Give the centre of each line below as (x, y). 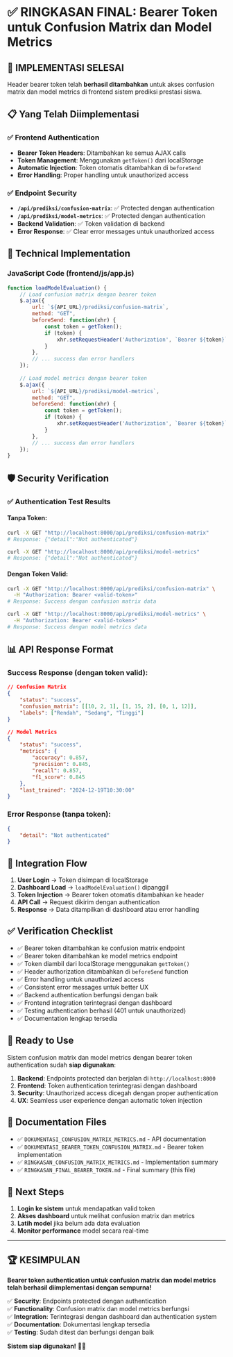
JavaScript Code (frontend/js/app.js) (71, 274)
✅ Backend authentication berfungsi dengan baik (87, 994)
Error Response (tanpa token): (59, 815)
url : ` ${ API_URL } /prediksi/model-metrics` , (96, 391)
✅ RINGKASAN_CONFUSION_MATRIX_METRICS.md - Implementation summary (118, 1162)
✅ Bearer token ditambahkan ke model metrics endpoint (97, 956)
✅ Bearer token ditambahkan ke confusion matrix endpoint (101, 948)
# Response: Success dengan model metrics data (77, 627)
